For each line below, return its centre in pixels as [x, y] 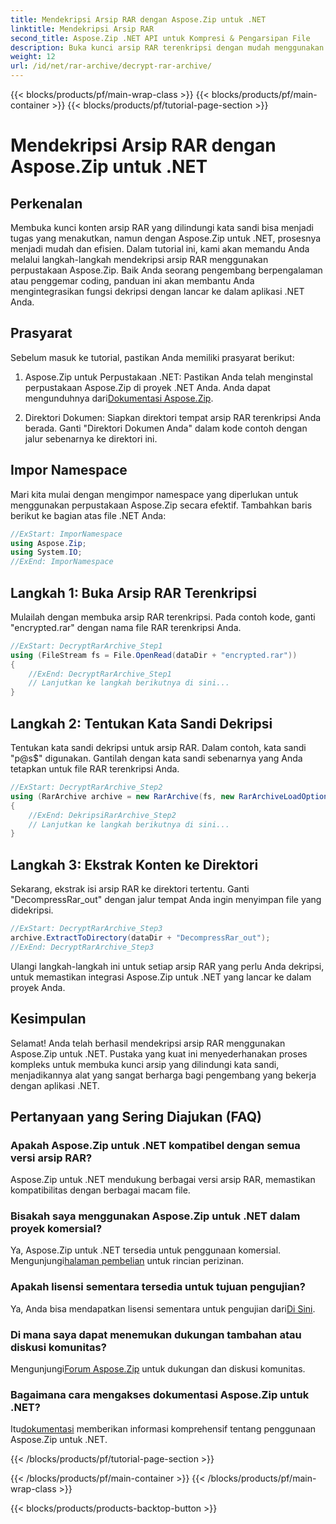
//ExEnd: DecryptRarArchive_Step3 [82, 947]
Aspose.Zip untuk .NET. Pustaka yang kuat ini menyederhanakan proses [159, 1053]
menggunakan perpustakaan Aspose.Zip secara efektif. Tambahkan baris [161, 505]
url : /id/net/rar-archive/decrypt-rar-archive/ [111, 66]
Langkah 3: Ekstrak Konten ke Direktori [134, 864]
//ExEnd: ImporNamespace [62, 562]
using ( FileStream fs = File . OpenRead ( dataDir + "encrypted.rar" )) [154, 655]
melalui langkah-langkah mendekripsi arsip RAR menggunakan [139, 259]
